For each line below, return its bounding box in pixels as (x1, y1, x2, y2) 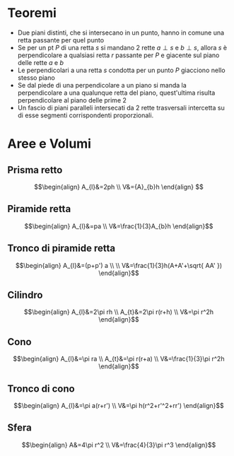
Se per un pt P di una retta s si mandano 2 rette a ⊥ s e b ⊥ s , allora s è (17, 43, 228, 52)
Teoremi (7, 5, 57, 21)
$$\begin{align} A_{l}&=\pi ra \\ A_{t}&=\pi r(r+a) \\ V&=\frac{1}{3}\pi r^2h (13, 355, 225, 363)
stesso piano (17, 73, 55, 82)
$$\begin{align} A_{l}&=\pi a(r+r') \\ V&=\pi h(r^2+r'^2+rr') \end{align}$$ (13, 402, 224, 409)
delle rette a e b (17, 58, 64, 66)
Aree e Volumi (7, 136, 92, 152)
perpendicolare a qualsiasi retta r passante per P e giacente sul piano (17, 51, 220, 59)
